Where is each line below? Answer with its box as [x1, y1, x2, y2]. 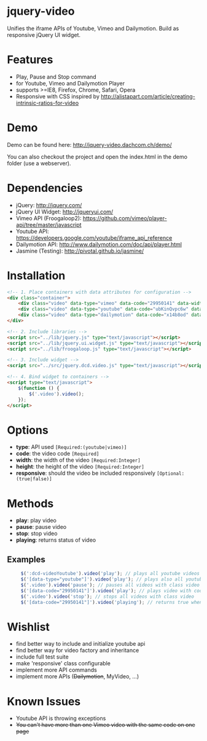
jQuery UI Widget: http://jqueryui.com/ [15, 208, 114, 215]
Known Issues [7, 694, 81, 708]
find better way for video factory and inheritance [15, 647, 139, 654]
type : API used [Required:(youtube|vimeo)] [15, 443, 127, 451]
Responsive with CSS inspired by [15, 92, 100, 100]
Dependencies [7, 181, 83, 195]
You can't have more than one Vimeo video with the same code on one [15, 721, 195, 729]
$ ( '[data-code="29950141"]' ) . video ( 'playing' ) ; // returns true [20, 599, 189, 605]
